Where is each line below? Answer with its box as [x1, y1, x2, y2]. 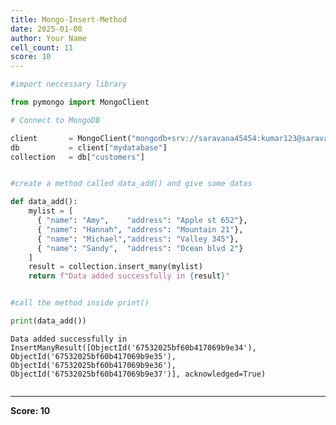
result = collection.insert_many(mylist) [28, 262, 203, 272]
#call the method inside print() [10, 298, 150, 308]
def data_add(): [10, 197, 78, 207]
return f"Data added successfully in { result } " [28, 271, 230, 281]
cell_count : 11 [10, 42, 74, 53]
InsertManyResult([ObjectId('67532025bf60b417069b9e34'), [10, 342, 257, 353]
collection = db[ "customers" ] [10, 152, 145, 162]
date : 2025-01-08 [10, 24, 83, 34]
